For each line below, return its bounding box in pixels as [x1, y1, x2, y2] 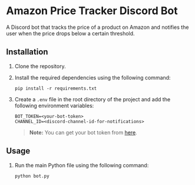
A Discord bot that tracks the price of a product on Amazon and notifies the [6, 24, 189, 31]
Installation [6, 47, 48, 57]
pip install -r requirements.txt [14, 85, 97, 91]
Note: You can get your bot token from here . [29, 128, 137, 136]
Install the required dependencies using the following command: [14, 74, 171, 81]
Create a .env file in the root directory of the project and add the [14, 95, 171, 103]
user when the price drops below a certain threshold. [6, 29, 135, 37]
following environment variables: [14, 102, 94, 109]
